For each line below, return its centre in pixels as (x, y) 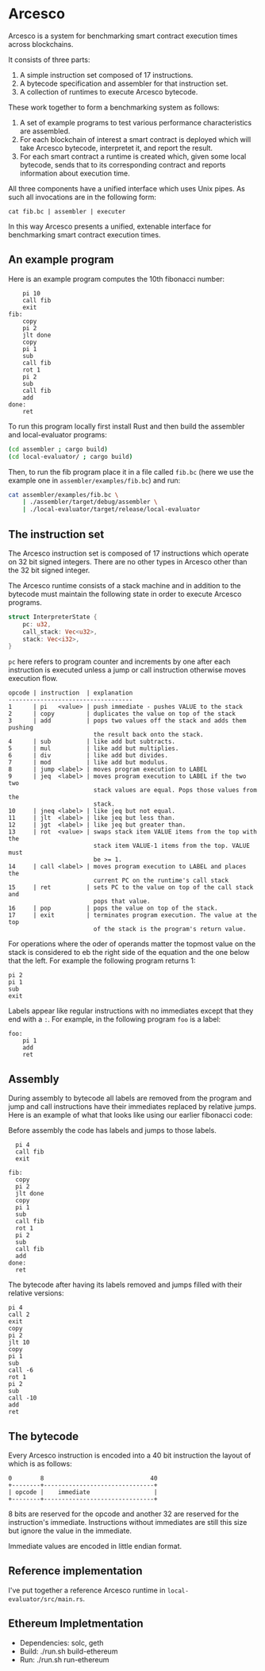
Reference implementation (75, 1571)
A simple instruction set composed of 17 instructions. (106, 75)
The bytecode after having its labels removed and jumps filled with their (125, 1285)
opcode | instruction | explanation (71, 693)
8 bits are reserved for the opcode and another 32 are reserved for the (124, 1514)
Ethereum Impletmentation (76, 1624)
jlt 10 (19, 1342)
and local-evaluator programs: (58, 434)
